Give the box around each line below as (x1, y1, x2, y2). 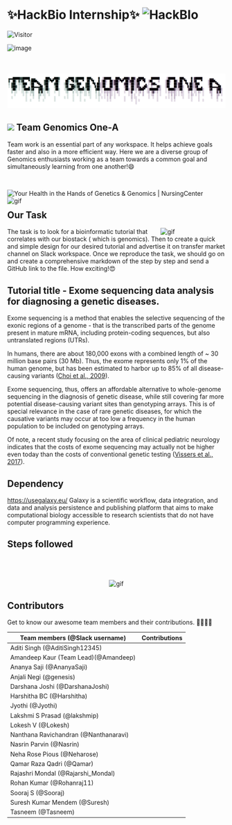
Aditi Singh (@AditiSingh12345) (10, 643, 102, 652)
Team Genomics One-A (16, 122, 119, 133)
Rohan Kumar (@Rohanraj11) (10, 778, 94, 787)
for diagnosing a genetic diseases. (7, 295, 160, 307)
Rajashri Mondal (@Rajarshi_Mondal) (10, 769, 116, 778)
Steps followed (7, 538, 73, 550)
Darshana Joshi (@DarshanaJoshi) (10, 682, 109, 690)
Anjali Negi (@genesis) (10, 672, 75, 681)
